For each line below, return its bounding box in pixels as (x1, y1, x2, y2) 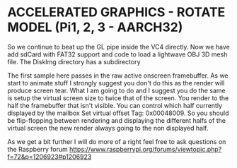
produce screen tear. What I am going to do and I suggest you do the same (7, 86, 226, 95)
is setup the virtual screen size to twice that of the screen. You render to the (7, 93, 229, 102)
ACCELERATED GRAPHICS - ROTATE (7, 4, 226, 20)
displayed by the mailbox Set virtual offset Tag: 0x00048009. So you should (7, 109, 229, 117)
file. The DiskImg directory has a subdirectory (7, 57, 141, 66)
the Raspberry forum (7, 145, 69, 153)
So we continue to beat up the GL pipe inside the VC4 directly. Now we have (7, 42, 230, 51)
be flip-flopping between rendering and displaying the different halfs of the (7, 116, 226, 124)
